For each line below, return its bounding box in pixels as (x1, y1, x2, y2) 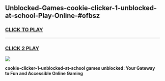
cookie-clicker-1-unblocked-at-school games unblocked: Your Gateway (5, 65, 155, 71)
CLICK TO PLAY (5, 27, 43, 33)
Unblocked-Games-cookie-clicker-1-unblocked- (5, 4, 157, 12)
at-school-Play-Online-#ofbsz (5, 12, 100, 20)
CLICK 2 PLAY (5, 45, 39, 52)
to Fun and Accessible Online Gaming (5, 70, 83, 76)
